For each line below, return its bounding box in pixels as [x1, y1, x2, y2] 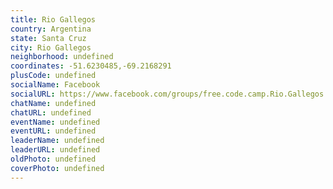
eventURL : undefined [10, 126, 97, 136]
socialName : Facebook [10, 80, 101, 90]
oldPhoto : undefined [10, 154, 97, 164]
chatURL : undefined [10, 107, 92, 118]
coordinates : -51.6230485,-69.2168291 [10, 61, 172, 71]
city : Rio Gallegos [10, 42, 92, 53]
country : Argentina [10, 24, 92, 34]
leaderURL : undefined [10, 145, 101, 155]
